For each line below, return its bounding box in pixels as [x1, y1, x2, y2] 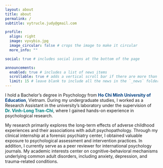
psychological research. [5, 113, 53, 118]
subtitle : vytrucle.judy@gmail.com [5, 20, 77, 26]
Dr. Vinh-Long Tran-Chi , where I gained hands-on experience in [5, 108, 134, 113]
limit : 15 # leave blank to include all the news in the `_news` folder [9, 79, 160, 84]
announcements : [5, 65, 36, 70]
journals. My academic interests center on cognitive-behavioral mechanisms [5, 148, 158, 154]
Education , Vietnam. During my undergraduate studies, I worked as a [5, 97, 144, 103]
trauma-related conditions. [5, 159, 58, 164]
